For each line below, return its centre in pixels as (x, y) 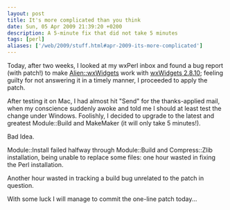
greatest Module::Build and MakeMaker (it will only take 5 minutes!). (104, 123)
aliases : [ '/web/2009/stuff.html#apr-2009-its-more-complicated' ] (105, 46)
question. (21, 185)
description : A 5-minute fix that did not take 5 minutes (92, 33)
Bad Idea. (21, 137)
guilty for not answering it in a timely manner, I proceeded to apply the (107, 80)
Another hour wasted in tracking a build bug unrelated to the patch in (106, 178)
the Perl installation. (35, 165)
